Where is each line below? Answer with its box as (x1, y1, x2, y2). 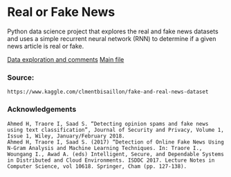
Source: (7, 72, 35, 82)
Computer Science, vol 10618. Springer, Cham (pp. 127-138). (7, 162, 187, 170)
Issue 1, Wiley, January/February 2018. (7, 133, 126, 140)
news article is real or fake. (7, 42, 84, 50)
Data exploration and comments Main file (7, 55, 124, 63)
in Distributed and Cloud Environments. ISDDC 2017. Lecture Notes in (7, 157, 215, 164)
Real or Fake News (7, 4, 115, 20)
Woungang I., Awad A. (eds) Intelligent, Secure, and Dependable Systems (7, 151, 225, 158)
